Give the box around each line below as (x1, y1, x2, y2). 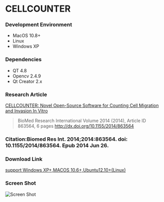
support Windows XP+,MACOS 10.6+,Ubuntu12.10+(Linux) (5, 167, 126, 173)
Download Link (5, 155, 43, 163)
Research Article (5, 91, 47, 98)
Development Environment (5, 21, 72, 28)
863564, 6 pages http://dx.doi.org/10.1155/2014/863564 (17, 123, 134, 129)
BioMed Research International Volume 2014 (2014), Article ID (17, 117, 146, 124)
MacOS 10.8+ (12, 32, 41, 38)
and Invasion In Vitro (5, 108, 48, 114)
